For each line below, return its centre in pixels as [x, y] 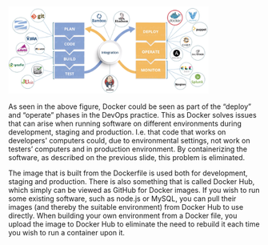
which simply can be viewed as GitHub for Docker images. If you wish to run [134, 191]
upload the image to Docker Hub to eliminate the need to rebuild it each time [134, 224]
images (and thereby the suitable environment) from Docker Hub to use [126, 207]
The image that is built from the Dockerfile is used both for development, [128, 173]
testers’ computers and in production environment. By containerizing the [128, 149]
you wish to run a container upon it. [67, 233]
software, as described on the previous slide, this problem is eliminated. [127, 158]
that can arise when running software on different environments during [125, 124]
